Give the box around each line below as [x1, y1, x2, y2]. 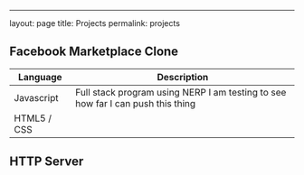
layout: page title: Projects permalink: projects [9, 18, 181, 28]
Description [157, 70, 209, 83]
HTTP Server [9, 154, 84, 170]
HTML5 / [14, 112, 52, 124]
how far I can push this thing [75, 97, 196, 109]
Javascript [14, 91, 59, 104]
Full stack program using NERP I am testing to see [75, 86, 287, 98]
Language [17, 70, 62, 83]
